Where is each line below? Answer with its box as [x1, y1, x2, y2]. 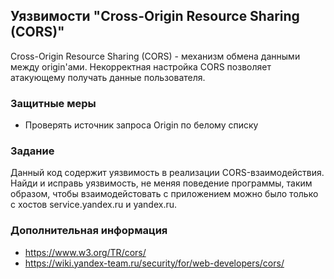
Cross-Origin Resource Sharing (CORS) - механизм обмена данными [10, 50, 301, 62]
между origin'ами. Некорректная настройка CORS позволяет [10, 60, 272, 73]
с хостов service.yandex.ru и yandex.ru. [10, 199, 178, 211]
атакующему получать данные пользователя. [10, 71, 206, 83]
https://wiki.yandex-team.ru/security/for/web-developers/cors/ [24, 257, 285, 269]
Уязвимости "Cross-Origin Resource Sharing [10, 8, 300, 25]
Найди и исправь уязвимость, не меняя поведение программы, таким [10, 177, 313, 189]
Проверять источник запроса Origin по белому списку [24, 119, 259, 131]
